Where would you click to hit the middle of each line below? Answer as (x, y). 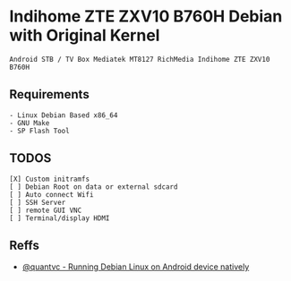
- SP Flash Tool (39, 131)
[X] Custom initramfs (50, 179)
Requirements (49, 94)
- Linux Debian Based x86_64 (64, 115)
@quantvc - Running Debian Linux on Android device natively (136, 267)
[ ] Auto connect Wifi (51, 194)
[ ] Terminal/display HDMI (60, 218)
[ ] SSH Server (38, 202)
